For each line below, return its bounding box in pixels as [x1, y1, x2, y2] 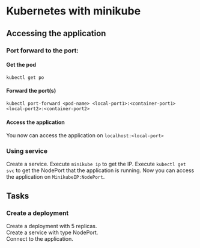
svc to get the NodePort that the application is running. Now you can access [6, 167, 195, 174]
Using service [6, 147, 48, 155]
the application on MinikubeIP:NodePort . [6, 173, 105, 181]
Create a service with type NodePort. [6, 229, 98, 236]
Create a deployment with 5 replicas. [6, 223, 97, 230]
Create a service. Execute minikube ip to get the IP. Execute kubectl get [6, 161, 186, 168]
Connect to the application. [6, 235, 74, 243]
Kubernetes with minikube [6, 4, 141, 18]
